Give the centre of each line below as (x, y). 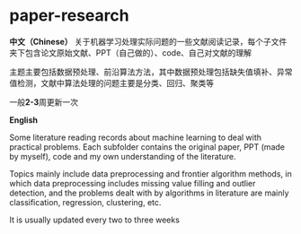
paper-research (69, 16)
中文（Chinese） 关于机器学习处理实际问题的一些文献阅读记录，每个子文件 (148, 41)
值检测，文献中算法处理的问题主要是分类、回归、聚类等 (111, 82)
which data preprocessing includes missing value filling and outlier (133, 183)
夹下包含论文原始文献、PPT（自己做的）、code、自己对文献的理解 (131, 52)
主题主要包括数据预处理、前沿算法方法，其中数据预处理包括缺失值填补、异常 (151, 72)
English (24, 120)
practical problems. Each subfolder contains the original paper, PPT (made (147, 147)
